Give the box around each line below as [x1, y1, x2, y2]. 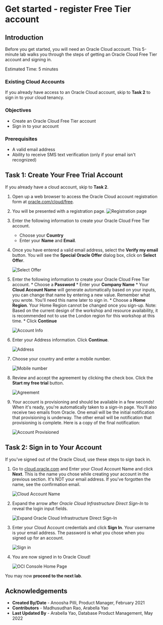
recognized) [12, 156, 37, 162]
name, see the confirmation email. [12, 481, 81, 487]
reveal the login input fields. [12, 505, 68, 512]
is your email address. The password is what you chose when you [12, 530, 145, 536]
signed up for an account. [12, 535, 64, 541]
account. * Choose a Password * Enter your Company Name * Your [12, 281, 148, 287]
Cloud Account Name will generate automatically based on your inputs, [12, 287, 156, 292]
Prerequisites [5, 135, 37, 142]
